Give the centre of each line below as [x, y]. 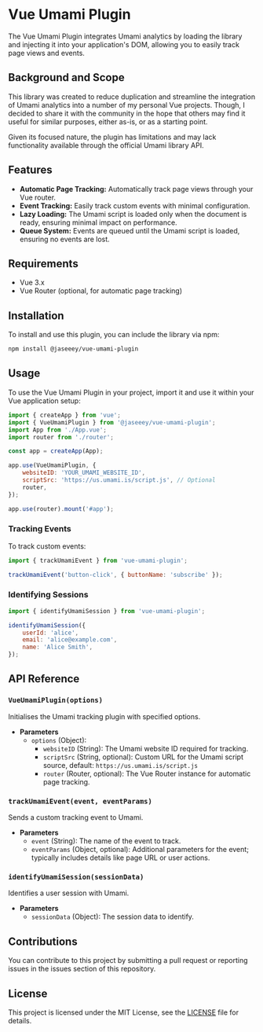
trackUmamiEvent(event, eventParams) [80, 801]
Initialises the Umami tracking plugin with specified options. [104, 716]
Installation [36, 316]
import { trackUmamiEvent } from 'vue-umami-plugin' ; [98, 560]
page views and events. [46, 53]
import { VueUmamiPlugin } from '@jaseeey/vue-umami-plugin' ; [112, 422]
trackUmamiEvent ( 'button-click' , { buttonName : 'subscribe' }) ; [115, 575]
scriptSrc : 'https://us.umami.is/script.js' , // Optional [119, 480]
